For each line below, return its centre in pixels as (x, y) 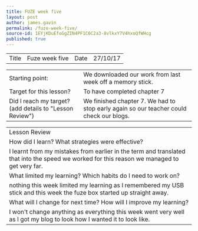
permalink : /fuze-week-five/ (42, 28)
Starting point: (29, 78)
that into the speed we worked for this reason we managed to (94, 159)
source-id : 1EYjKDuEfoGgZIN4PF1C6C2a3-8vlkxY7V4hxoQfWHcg (79, 34)
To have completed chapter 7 (124, 91)
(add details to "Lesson (41, 108)
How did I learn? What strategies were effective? (76, 141)
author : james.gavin (32, 22)
